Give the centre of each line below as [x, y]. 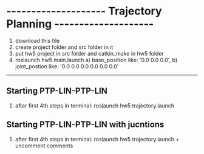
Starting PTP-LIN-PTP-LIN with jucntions [85, 125]
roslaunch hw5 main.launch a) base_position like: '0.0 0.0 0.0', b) [96, 60]
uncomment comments [44, 146]
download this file [37, 40]
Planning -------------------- [80, 24]
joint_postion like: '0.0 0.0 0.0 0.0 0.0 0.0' [67, 66]
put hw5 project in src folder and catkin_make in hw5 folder [89, 53]
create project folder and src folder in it [64, 47]
